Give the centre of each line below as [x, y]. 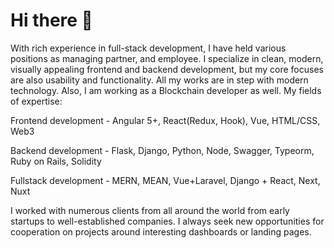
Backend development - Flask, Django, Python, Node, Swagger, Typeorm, [162, 150]
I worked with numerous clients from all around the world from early [150, 210]
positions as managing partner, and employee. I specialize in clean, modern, [167, 58]
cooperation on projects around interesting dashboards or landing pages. [161, 231]
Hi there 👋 [51, 20]
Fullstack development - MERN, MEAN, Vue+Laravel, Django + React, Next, [165, 180]
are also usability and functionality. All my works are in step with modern [159, 80]
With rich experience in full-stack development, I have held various [148, 48]
